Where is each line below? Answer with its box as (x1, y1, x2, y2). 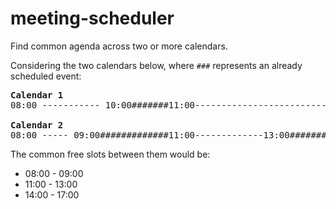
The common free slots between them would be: (10, 148, 211, 160)
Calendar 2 (10, 119, 64, 131)
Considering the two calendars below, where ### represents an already (10, 59, 303, 71)
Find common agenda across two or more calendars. (10, 40, 228, 52)
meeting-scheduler (10, 7, 175, 30)
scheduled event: (10, 70, 82, 82)
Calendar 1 (10, 89, 64, 101)
